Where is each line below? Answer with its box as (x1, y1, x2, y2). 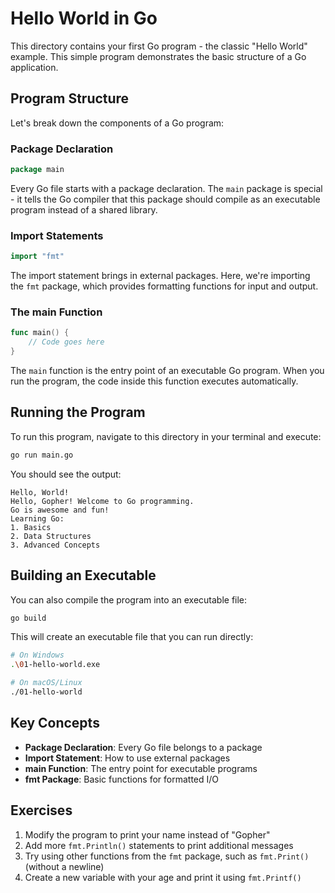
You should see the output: (10, 468, 122, 480)
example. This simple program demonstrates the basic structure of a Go (10, 50, 307, 62)
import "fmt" (10, 252, 65, 262)
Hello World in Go (10, 7, 158, 30)
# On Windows (10, 650, 65, 661)
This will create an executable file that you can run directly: (10, 631, 254, 643)
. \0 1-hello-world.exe (10, 660, 101, 670)
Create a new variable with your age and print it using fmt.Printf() (24, 871, 302, 883)
